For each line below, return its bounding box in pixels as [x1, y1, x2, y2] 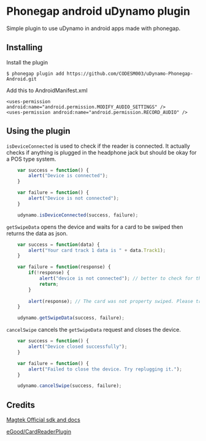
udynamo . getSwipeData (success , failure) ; [17, 315, 124, 321]
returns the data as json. [6, 229, 68, 237]
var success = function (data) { [17, 241, 100, 248]
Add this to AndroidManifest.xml [6, 86, 88, 94]
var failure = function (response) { [17, 264, 112, 270]
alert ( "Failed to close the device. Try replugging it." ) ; [28, 366, 183, 372]
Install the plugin [6, 58, 48, 66]
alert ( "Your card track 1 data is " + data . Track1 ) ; [28, 247, 166, 253]
